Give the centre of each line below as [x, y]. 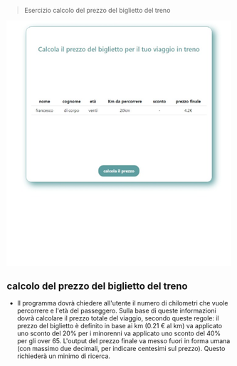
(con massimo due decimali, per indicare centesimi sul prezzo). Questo [121, 349]
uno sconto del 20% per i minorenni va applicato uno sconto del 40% [119, 333]
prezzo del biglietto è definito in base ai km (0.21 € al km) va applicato [119, 326]
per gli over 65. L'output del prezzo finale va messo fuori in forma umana [123, 341]
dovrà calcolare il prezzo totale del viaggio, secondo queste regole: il [118, 318]
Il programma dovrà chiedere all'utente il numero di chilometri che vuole [122, 303]
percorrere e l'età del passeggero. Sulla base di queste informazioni [116, 311]
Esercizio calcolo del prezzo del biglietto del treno [97, 10]
